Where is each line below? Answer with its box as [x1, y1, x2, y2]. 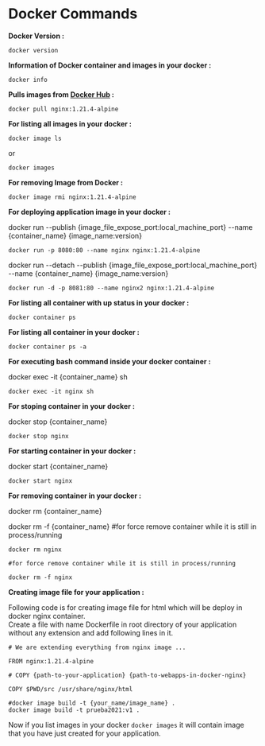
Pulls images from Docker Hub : [8, 89, 115, 99]
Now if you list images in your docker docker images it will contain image [8, 720, 244, 729]
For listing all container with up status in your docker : [8, 297, 190, 307]
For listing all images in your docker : [8, 119, 132, 128]
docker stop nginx [8, 432, 69, 440]
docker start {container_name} [8, 461, 109, 471]
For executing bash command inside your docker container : [8, 356, 212, 366]
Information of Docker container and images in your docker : [8, 60, 212, 70]
